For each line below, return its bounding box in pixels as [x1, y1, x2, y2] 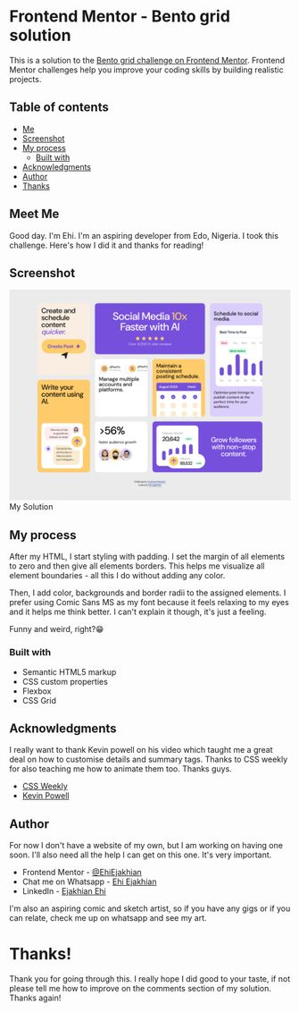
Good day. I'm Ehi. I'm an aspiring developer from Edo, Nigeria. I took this [9, 230, 279, 240]
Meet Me [9, 207, 60, 222]
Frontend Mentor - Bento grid [9, 6, 230, 27]
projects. [9, 73, 42, 84]
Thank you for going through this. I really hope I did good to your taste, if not [9, 974, 291, 984]
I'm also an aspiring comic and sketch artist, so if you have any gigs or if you [9, 903, 291, 914]
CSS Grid [21, 695, 56, 705]
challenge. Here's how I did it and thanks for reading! [9, 240, 204, 250]
